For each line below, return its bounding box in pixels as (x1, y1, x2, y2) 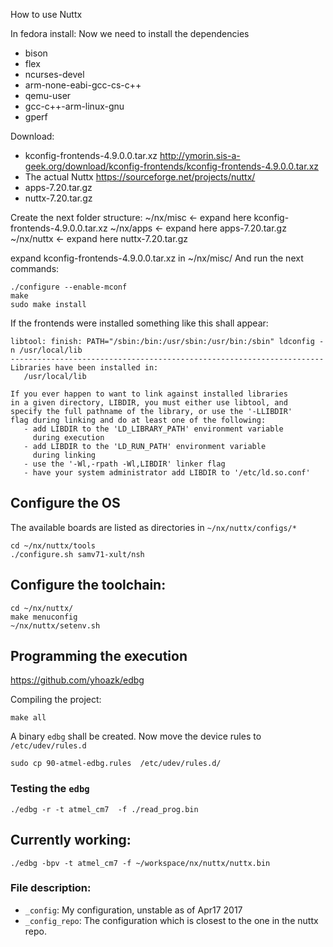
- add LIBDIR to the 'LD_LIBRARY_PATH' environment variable (23, 424, 284, 434)
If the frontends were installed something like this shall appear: (10, 317, 269, 329)
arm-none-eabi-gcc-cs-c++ (24, 79, 142, 91)
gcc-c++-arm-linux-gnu (24, 100, 125, 112)
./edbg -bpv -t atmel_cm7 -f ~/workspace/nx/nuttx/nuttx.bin (10, 858, 271, 868)
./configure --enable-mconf (10, 282, 128, 292)
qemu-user (24, 90, 72, 101)
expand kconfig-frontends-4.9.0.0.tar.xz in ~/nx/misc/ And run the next (10, 252, 304, 264)
